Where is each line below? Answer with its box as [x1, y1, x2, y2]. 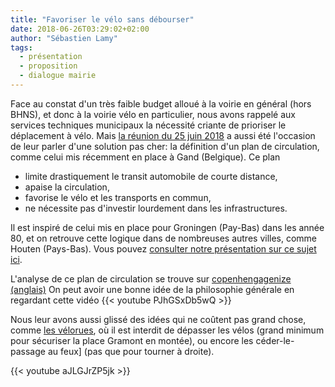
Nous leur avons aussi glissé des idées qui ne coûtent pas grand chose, [10, 313, 307, 325]
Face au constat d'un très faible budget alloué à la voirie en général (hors [10, 97, 312, 110]
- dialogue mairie [19, 71, 97, 81]
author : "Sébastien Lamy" [10, 33, 118, 43]
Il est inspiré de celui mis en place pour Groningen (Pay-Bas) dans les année [10, 221, 325, 233]
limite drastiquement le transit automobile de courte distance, [24, 170, 278, 182]
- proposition [19, 61, 78, 71]
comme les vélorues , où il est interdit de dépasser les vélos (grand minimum [10, 324, 325, 336]
